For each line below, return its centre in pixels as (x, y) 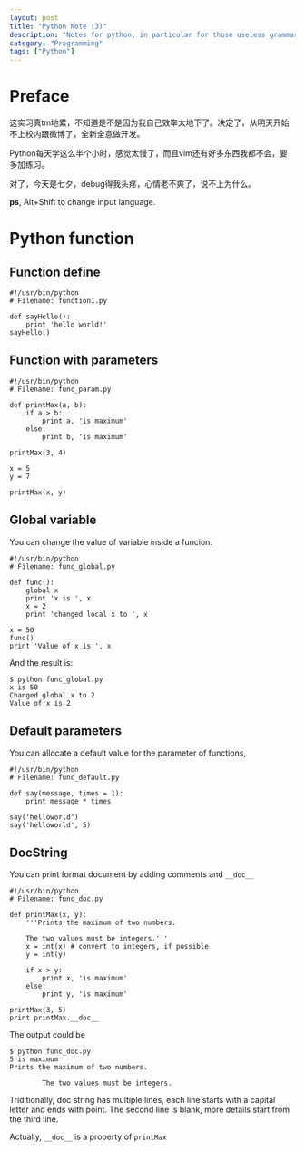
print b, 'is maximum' (85, 436)
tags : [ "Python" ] (42, 52)
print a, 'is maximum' (85, 421)
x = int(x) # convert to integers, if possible (117, 947)
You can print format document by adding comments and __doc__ (132, 874)
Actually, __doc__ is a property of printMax (88, 1137)
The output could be (48, 1035)
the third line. (34, 1119)
